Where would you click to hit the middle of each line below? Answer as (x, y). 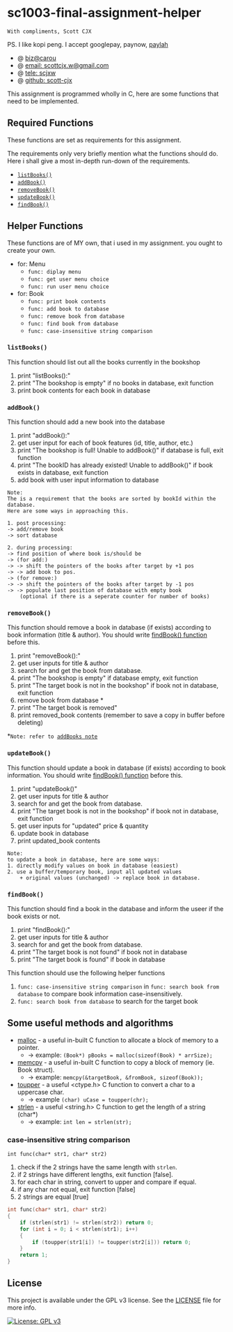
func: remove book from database (76, 316)
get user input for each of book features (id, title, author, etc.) (105, 443)
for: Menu (31, 264)
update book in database (53, 833)
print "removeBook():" (49, 656)
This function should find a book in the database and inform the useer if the (115, 909)
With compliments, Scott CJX (49, 31)
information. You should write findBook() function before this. (95, 775)
